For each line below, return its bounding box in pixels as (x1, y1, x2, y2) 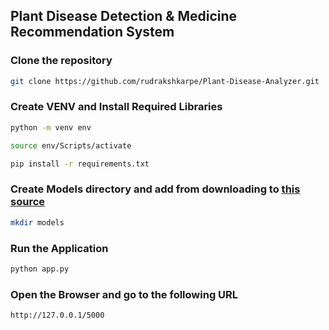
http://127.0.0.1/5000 (10, 310, 105, 321)
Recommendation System (10, 24, 175, 41)
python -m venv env (10, 122, 92, 133)
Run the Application (10, 241, 109, 255)
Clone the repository (10, 54, 113, 68)
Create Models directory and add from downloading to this (10, 182, 301, 196)
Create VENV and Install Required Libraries (10, 100, 223, 114)
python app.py (10, 264, 70, 274)
